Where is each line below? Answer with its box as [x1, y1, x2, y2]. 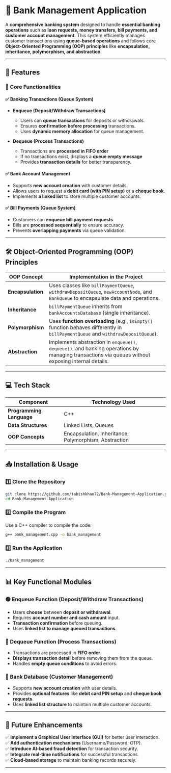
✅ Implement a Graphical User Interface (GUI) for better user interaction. [5, 734, 160, 740]
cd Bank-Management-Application [5, 497, 74, 502]
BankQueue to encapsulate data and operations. [49, 294, 160, 301]
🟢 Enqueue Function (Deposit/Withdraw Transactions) [5, 596, 144, 603]
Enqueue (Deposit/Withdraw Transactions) [12, 108, 106, 114]
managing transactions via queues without [49, 351, 151, 358]
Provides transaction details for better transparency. [20, 159, 132, 165]
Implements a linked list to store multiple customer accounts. [12, 193, 141, 199]
